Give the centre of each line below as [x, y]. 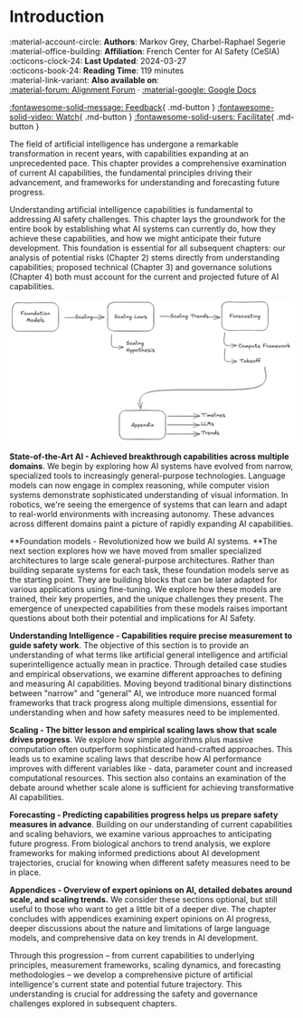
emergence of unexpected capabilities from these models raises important [148, 608]
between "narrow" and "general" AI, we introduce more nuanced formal [143, 693]
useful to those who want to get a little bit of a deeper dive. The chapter [143, 909]
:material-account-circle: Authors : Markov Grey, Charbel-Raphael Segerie [148, 42]
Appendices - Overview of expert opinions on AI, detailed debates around [151, 890]
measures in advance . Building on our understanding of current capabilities [151, 824]
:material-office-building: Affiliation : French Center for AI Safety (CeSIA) [145, 51]
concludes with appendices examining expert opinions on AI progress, [141, 919]
